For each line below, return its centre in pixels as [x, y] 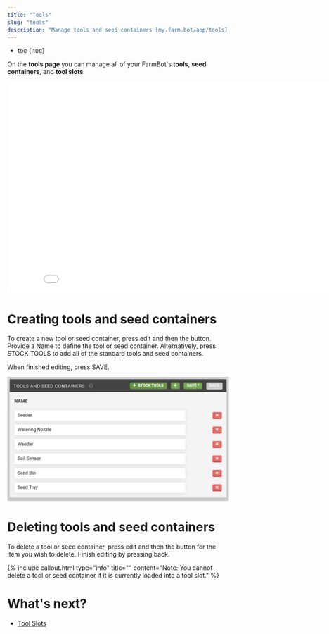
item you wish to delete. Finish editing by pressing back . [89, 554]
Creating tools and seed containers [112, 319]
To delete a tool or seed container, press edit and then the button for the [112, 547]
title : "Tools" [30, 15]
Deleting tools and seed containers [111, 527]
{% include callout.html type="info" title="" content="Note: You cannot [110, 568]
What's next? [47, 604]
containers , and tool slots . [46, 72]
